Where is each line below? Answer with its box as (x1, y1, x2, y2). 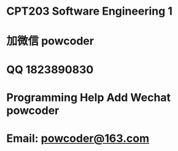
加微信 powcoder (6, 34, 94, 48)
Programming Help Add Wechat (6, 90, 171, 105)
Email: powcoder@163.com (6, 131, 149, 145)
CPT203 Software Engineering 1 (6, 4, 173, 18)
